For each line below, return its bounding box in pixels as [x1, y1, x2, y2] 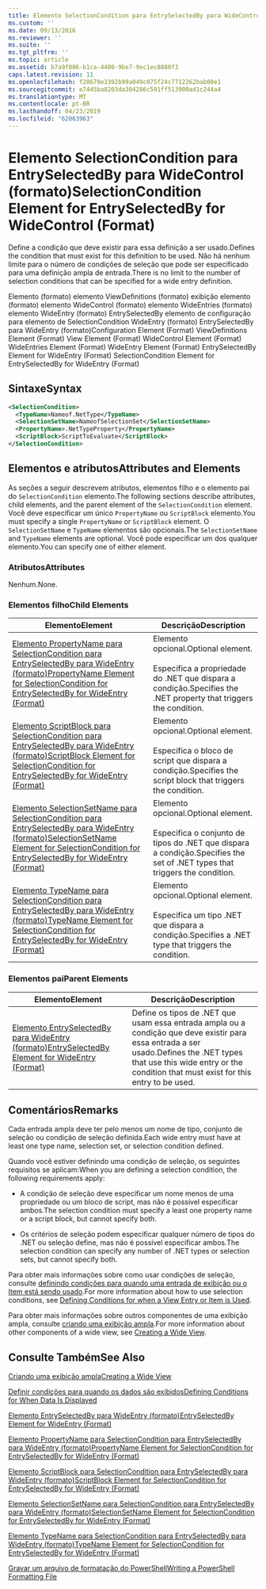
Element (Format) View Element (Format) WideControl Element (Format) [8, 334, 242, 343]
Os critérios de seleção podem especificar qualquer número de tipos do [19, 1230, 255, 1239]
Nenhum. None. [8, 580, 58, 589]
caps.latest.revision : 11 [8, 71, 93, 78]
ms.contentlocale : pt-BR [8, 100, 90, 108]
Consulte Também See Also [8, 1350, 145, 1364]
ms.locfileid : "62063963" [8, 115, 93, 123]
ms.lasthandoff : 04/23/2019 [8, 108, 101, 116]
